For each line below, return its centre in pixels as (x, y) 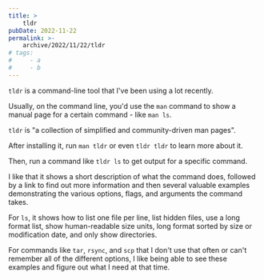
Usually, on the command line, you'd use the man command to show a (122, 106)
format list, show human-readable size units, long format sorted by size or (130, 226)
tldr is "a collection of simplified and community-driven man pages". (122, 130)
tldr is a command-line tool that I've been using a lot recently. (111, 90)
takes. (18, 202)
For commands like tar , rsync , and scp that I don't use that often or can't (128, 250)
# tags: (21, 53)
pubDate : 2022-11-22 (43, 30)
